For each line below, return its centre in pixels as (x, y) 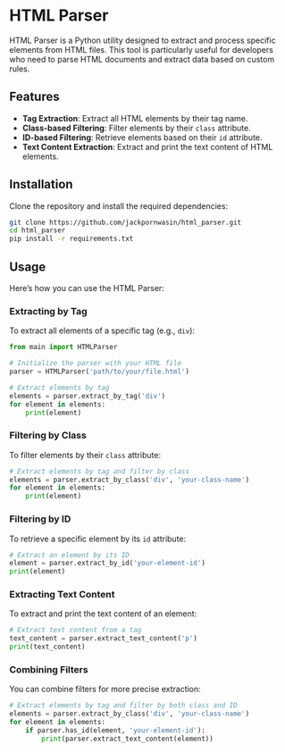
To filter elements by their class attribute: (85, 455)
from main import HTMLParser (63, 347)
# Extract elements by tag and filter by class (100, 471)
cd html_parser (38, 230)
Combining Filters (49, 669)
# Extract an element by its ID (69, 555)
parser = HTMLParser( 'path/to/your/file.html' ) (100, 372)
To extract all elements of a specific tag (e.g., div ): (102, 330)
